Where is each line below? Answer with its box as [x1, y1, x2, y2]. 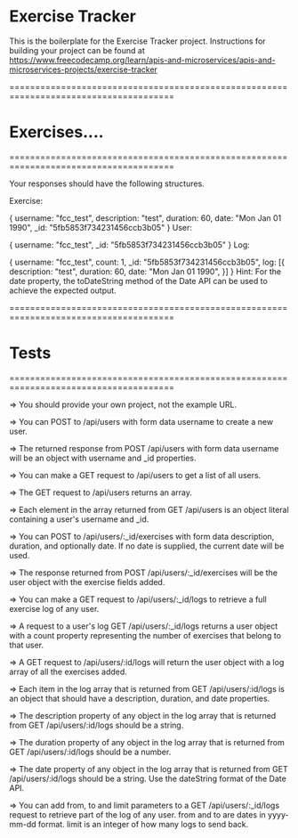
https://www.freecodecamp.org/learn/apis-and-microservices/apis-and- [9, 54, 276, 65]
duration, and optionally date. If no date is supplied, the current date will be [9, 541, 285, 551]
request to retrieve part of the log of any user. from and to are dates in [9, 809, 267, 820]
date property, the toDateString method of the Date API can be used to [9, 275, 269, 286]
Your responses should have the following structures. [9, 178, 205, 189]
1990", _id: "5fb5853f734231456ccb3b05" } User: [9, 222, 193, 232]
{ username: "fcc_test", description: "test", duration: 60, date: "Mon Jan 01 [9, 212, 282, 224]
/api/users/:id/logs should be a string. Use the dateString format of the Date [9, 773, 286, 784]
